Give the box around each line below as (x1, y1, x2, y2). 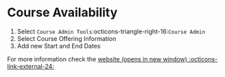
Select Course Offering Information (16, 34, 117, 42)
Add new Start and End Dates (16, 42, 101, 50)
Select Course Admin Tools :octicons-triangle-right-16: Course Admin (16, 27, 206, 35)
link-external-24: (7, 62, 55, 70)
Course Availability (7, 5, 118, 20)
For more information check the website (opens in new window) (7, 55, 187, 63)
